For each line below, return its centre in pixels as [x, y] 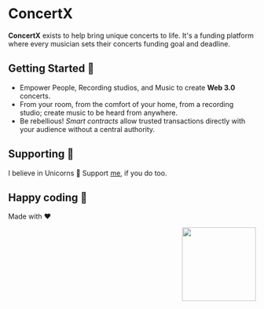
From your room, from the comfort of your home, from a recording [126, 104]
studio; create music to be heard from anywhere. [99, 112]
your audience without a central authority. [87, 129]
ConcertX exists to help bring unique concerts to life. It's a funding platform [131, 35]
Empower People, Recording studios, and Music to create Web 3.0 [127, 87]
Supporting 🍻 [41, 154]
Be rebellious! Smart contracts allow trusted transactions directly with [132, 121]
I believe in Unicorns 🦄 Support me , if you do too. [88, 173]
